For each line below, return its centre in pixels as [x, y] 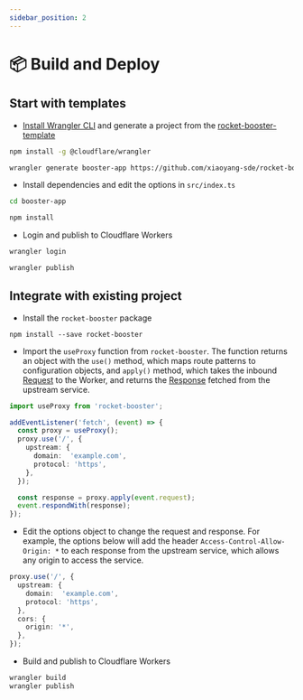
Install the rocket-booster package [87, 318]
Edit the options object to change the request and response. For [141, 532]
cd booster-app [38, 201]
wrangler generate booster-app [68, 168]
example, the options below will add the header [110, 541]
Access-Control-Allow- [243, 542]
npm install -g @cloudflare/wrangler [80, 151]
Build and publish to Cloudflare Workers [96, 661]
